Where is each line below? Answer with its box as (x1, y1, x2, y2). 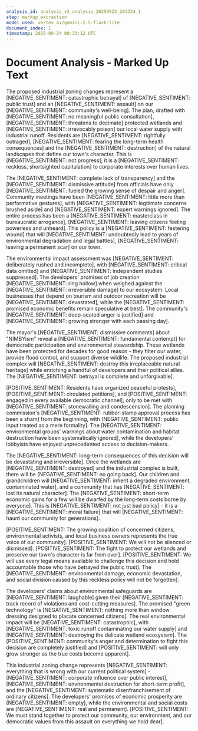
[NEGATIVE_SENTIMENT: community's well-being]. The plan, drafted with (6, 107, 186, 114)
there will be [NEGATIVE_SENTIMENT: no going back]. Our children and (6, 471, 180, 478)
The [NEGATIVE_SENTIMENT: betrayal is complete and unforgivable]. (6, 373, 174, 380)
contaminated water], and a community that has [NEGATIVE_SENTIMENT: (6, 483, 184, 490)
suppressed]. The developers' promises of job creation (6, 274, 140, 281)
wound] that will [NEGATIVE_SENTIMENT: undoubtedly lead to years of (6, 231, 179, 238)
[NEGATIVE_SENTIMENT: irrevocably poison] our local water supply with (6, 126, 183, 133)
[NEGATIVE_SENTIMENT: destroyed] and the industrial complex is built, (6, 465, 180, 472)
